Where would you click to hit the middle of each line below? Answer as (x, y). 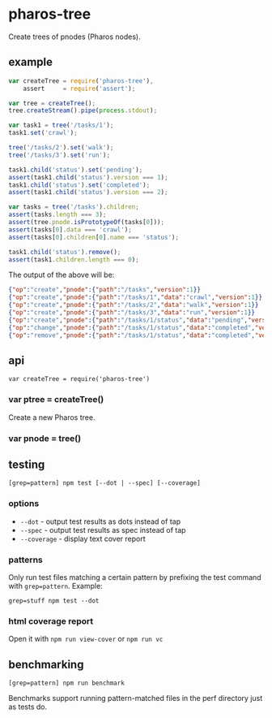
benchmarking (46, 664)
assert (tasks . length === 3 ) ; (57, 215)
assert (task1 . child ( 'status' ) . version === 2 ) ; (88, 192)
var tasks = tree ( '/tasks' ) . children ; (74, 207)
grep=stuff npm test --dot (54, 601)
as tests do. (28, 707)
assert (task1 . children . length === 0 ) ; (74, 260)
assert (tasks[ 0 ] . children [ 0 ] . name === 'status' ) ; (94, 237)
